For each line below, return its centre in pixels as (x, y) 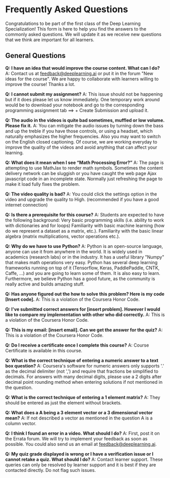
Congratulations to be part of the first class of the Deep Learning (73, 23)
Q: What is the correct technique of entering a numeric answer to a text (82, 360)
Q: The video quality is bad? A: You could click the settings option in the (81, 194)
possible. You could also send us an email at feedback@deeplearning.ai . (81, 444)
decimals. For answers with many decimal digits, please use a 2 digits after (83, 376)
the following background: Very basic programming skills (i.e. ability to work (84, 220)
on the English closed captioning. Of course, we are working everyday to (81, 142)
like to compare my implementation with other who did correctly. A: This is (85, 315)
